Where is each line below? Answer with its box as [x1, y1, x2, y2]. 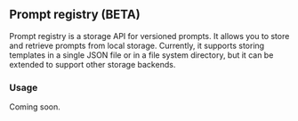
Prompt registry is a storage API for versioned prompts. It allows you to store [9, 30, 290, 41]
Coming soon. [9, 101, 60, 112]
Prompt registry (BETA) [9, 7, 141, 22]
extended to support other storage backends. [9, 59, 176, 69]
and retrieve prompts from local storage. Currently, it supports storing [9, 40, 265, 51]
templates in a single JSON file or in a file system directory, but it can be [9, 49, 274, 60]
